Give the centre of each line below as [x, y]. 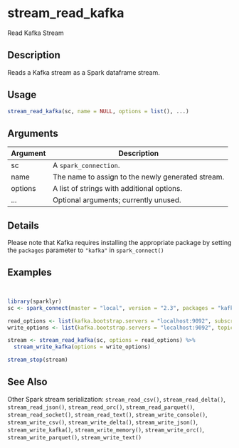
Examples [30, 272]
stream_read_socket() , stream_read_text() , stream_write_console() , [107, 414]
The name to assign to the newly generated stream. [139, 177]
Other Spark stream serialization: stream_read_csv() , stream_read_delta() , [116, 399]
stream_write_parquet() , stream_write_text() [75, 437]
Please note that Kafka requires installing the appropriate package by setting [119, 243]
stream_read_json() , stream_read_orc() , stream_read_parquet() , [101, 407]
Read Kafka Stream [36, 33]
